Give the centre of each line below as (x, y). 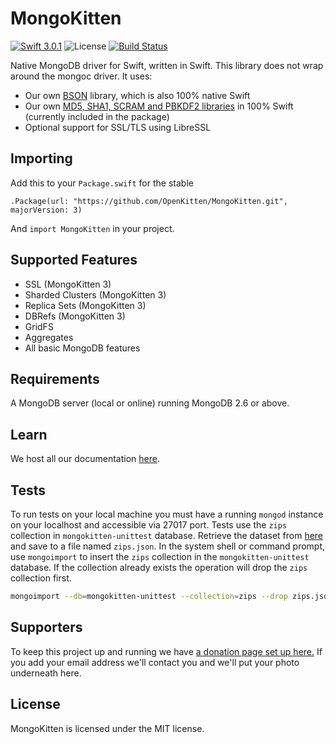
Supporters (46, 627)
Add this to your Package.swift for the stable (102, 183)
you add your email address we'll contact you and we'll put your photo (155, 662)
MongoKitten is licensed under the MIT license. (107, 728)
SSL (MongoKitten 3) (68, 284)
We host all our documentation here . (85, 459)
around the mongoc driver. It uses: (81, 76)
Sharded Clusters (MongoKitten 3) (95, 294)
